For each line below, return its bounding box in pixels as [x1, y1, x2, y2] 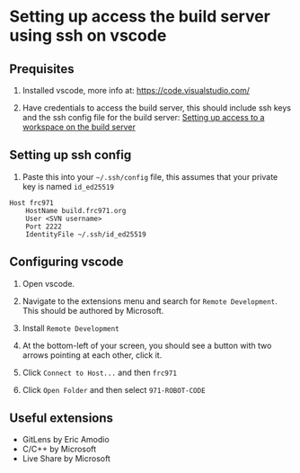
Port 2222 [25, 222, 63, 231]
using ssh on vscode [9, 25, 167, 46]
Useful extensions [9, 411, 114, 426]
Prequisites [9, 61, 75, 76]
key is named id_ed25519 [22, 181, 115, 192]
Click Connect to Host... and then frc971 [22, 367, 178, 378]
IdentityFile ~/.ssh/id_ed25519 [25, 229, 146, 239]
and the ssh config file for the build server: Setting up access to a [22, 112, 265, 122]
